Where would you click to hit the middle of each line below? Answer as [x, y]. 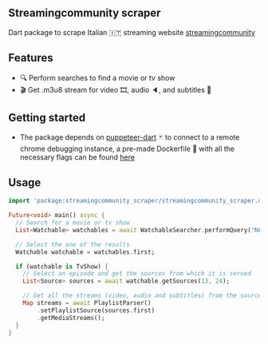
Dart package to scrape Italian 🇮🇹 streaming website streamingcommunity [132, 32]
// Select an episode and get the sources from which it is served [137, 274]
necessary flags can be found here [77, 157]
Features [31, 58]
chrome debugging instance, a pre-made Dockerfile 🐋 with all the [127, 149]
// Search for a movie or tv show [73, 223]
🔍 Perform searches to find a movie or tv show [97, 77]
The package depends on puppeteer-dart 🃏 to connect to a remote [130, 137]
